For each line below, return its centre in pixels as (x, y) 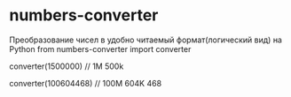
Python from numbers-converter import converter (100, 48)
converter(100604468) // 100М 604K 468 (86, 83)
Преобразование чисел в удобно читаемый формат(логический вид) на (145, 40)
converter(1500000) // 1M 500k (67, 66)
